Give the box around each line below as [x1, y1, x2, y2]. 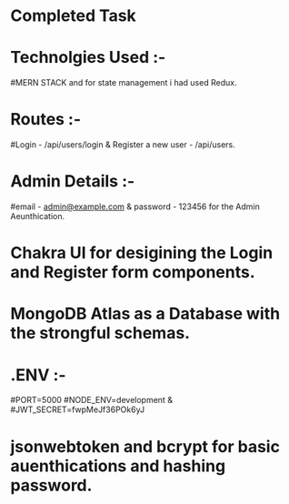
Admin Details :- [10, 171, 135, 192]
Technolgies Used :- [10, 47, 166, 68]
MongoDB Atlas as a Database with [10, 304, 281, 324]
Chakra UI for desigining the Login [10, 243, 274, 264]
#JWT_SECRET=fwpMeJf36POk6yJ [10, 404, 144, 415]
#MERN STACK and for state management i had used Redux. [10, 77, 237, 88]
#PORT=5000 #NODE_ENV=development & [10, 395, 174, 406]
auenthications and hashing [10, 456, 226, 476]
